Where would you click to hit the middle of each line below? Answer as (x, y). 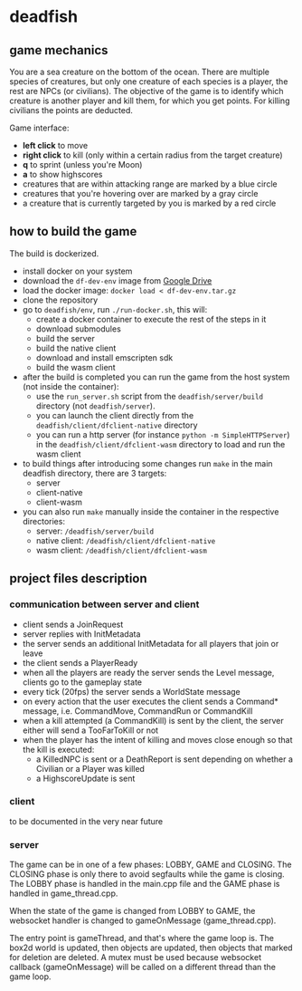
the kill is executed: (58, 749)
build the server (65, 338)
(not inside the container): (71, 386)
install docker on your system (77, 271)
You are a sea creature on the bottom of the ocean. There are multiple (139, 72)
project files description (78, 578)
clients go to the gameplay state (82, 682)
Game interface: (39, 128)
